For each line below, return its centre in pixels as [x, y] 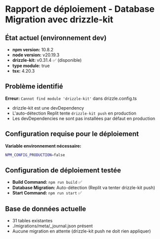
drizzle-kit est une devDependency [48, 108]
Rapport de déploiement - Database [80, 9]
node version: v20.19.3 [36, 55]
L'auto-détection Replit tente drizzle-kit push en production [74, 113]
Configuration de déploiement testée [63, 170]
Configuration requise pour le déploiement [72, 134]
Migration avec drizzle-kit [59, 20]
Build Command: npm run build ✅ [47, 182]
